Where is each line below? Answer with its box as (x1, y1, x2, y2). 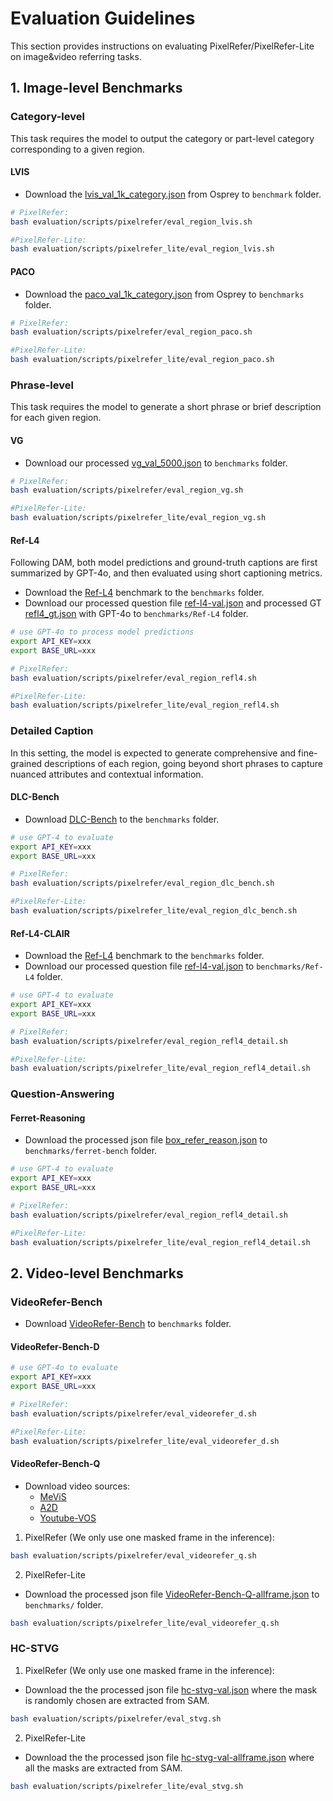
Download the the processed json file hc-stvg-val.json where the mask (24, 1683, 318, 1696)
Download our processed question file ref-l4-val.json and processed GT (24, 597, 322, 609)
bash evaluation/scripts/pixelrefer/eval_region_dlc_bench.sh (10, 878, 275, 889)
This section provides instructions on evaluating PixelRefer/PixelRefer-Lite (10, 40, 315, 52)
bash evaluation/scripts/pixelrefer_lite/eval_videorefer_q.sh (10, 1618, 280, 1628)
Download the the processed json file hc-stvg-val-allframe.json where (24, 1751, 315, 1763)
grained (10, 757, 43, 769)
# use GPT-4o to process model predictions (10, 627, 195, 637)
